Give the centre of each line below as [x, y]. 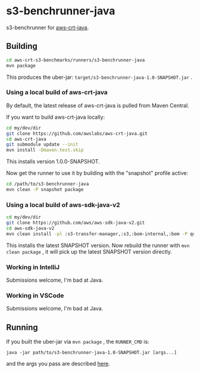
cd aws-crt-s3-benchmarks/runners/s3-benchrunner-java [76, 60]
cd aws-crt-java [26, 139]
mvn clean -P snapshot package [45, 190]
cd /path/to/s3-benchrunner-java [48, 184]
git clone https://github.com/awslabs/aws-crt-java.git [77, 133]
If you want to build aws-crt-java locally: [56, 117]
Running [22, 327]
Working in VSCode [35, 295]
